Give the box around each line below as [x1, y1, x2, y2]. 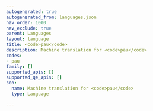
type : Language [11, 91, 49, 97]
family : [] [6, 63, 33, 70]
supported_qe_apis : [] [6, 74, 62, 80]
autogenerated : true [6, 8, 58, 15]
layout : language [6, 36, 49, 42]
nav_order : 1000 [6, 19, 46, 25]
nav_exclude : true [6, 25, 52, 31]
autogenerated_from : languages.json [6, 14, 97, 20]
